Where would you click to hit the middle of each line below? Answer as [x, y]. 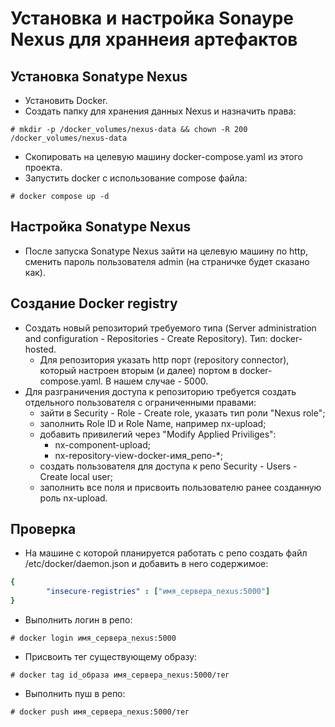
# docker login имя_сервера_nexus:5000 [93, 638]
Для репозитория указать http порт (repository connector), [164, 359]
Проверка [43, 529]
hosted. [40, 349]
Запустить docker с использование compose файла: [136, 178]
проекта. [43, 167]
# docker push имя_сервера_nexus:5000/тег [100, 712]
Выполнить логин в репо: [78, 620]
